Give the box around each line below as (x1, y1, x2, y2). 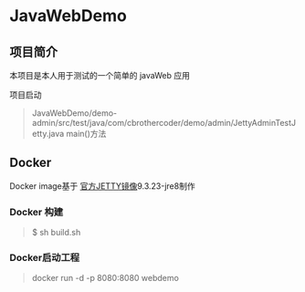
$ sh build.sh (31, 227, 81, 238)
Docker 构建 (9, 205, 64, 218)
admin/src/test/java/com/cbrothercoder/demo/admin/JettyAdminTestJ (31, 118, 297, 128)
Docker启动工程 (9, 252, 80, 265)
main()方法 (66, 129, 107, 139)
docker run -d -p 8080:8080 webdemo (31, 273, 180, 284)
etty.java (31, 129, 65, 139)
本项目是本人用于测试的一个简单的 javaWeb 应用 (9, 70, 190, 80)
